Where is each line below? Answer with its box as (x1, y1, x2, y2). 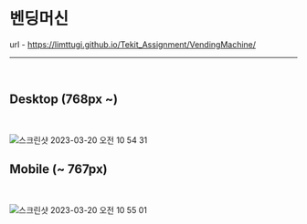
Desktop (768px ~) (9, 92, 119, 107)
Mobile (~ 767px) (9, 161, 108, 178)
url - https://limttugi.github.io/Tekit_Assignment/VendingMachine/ (9, 38, 257, 50)
